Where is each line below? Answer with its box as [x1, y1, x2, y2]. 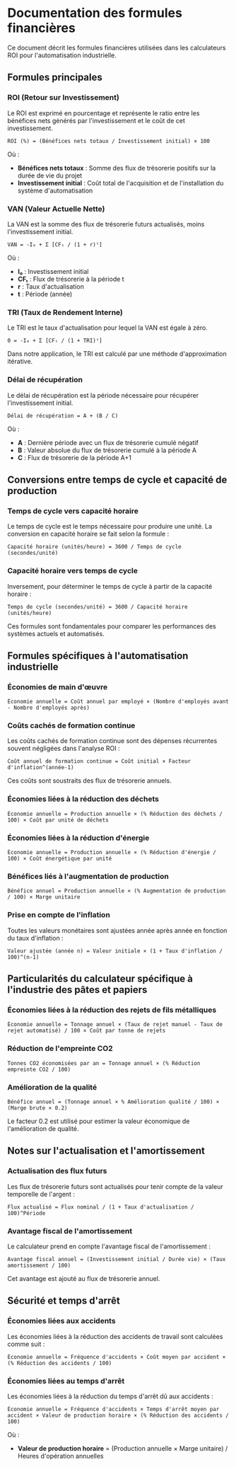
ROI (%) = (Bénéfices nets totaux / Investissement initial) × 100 [7, 137, 211, 144]
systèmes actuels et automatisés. [7, 629, 105, 638]
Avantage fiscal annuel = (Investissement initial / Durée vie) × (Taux [7, 1255, 226, 1262]
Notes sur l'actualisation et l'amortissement [7, 1145, 205, 1157]
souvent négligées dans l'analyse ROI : [7, 744, 120, 753]
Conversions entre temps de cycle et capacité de [7, 473, 228, 485]
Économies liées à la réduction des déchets [7, 794, 159, 804]
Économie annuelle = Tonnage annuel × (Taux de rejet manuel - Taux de [7, 1021, 223, 1028]
